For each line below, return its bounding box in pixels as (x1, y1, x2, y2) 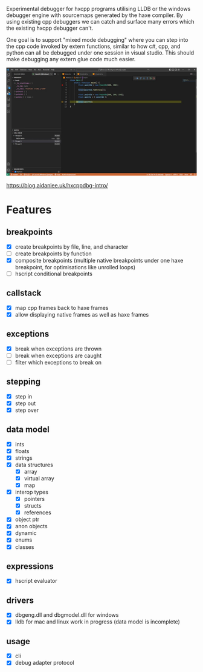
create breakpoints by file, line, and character (14, 243, 129, 250)
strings (14, 454, 33, 462)
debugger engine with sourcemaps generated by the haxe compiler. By (6, 12, 183, 19)
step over (14, 406, 39, 414)
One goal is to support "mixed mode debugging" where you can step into (6, 36, 188, 43)
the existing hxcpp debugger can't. (6, 24, 94, 32)
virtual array (24, 474, 54, 482)
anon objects (14, 523, 48, 530)
